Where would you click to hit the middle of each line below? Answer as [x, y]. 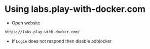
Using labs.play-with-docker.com [75, 9]
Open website [26, 23]
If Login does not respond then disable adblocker [62, 41]
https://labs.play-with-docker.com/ [42, 32]
